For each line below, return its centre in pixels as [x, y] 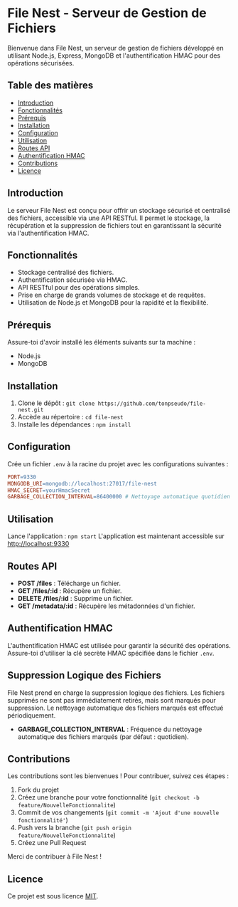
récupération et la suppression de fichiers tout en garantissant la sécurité [114, 225]
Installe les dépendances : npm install [74, 424]
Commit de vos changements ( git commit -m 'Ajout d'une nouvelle [118, 812]
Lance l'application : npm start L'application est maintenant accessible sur [116, 536]
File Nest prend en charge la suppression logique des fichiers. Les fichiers [116, 693]
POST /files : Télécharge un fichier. [69, 583]
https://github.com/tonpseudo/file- [152, 404]
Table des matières [50, 86]
